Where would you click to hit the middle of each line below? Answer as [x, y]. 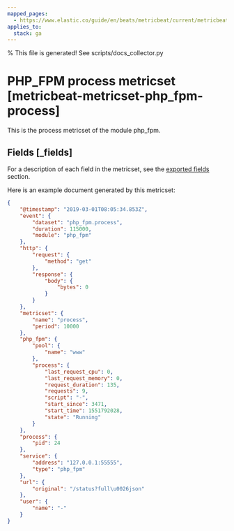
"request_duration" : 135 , [82, 385]
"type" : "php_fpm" [59, 469]
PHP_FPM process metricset [92, 81]
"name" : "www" [65, 352]
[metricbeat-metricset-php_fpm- [105, 96]
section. [19, 176]
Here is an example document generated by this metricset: [91, 190]
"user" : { [34, 502]
